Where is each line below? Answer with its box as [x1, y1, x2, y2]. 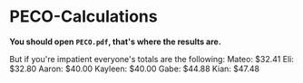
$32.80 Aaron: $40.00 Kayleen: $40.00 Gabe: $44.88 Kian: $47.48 [9, 63, 260, 74]
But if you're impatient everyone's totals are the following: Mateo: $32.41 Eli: [9, 53, 295, 64]
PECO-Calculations [9, 6, 158, 27]
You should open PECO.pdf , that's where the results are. [9, 36, 222, 47]
